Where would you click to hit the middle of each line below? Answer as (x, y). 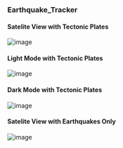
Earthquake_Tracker (43, 10)
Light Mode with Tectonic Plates (55, 58)
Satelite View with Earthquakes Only (61, 121)
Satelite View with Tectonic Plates (58, 27)
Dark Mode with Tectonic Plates (55, 90)
